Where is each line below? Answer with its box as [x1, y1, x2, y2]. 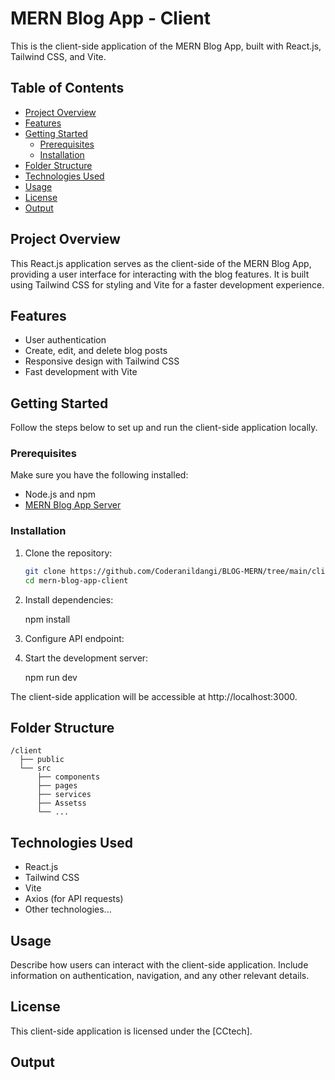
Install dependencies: [24, 593, 114, 606]
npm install [24, 613, 71, 625]
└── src [19, 763, 52, 774]
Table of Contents [10, 80, 125, 97]
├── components [36, 772, 101, 782]
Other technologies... [24, 903, 112, 916]
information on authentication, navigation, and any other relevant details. [10, 969, 310, 981]
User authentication [24, 334, 107, 346]
